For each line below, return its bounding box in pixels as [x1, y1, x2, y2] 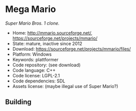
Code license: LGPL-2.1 [12, 72, 60, 78]
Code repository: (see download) [12, 62, 81, 68]
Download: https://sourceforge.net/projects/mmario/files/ [12, 46, 131, 52]
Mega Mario [5, 4, 56, 15]
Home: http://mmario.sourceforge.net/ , [12, 30, 92, 36]
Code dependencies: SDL [12, 78, 65, 84]
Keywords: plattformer [12, 56, 58, 62]
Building [5, 98, 31, 106]
